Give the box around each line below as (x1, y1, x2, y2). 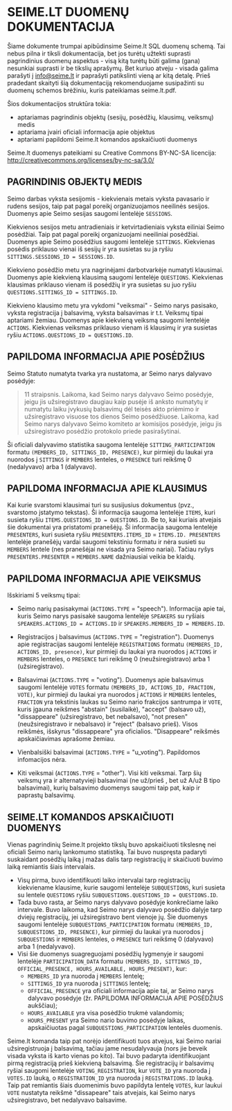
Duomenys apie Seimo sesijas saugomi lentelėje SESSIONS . (7, 209, 173, 217)
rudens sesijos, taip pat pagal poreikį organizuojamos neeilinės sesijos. (7, 202, 210, 210)
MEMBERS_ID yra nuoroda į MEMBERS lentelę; (27, 972, 145, 980)
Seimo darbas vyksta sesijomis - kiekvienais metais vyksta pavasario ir (7, 194, 210, 203)
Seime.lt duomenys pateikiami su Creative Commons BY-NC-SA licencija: (7, 149, 217, 157)
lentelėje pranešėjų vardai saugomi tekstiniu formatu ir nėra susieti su (7, 538, 206, 546)
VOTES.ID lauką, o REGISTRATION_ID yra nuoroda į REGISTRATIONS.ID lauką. (7, 1074, 214, 1082)
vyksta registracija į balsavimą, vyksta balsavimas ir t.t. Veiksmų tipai (7, 308, 204, 316)
